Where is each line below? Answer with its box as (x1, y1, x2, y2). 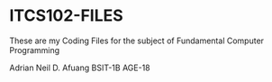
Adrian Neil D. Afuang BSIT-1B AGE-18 (9, 62, 150, 73)
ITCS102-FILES (9, 5, 123, 26)
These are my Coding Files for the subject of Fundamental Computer (9, 35, 264, 46)
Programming (9, 44, 60, 55)
